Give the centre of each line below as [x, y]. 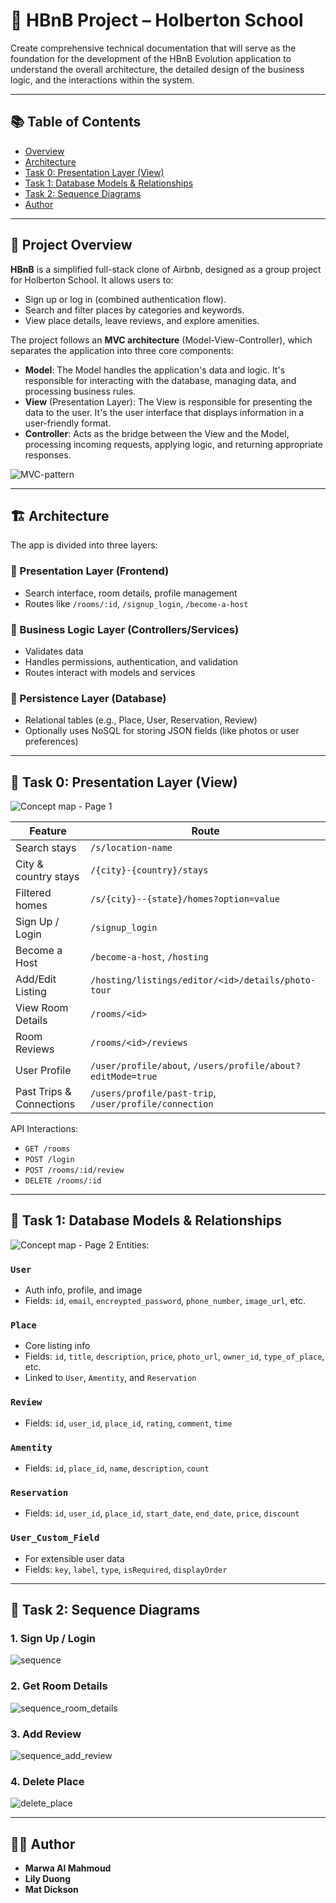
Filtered [33, 893]
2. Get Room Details [59, 1686]
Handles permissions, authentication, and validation [131, 661]
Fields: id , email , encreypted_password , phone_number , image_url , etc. [165, 1301]
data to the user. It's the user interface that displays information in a [164, 412]
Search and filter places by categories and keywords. [134, 310]
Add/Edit [36, 979]
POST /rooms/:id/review [74, 1170]
